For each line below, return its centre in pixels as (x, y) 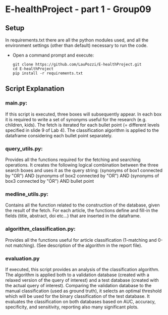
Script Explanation (35, 89)
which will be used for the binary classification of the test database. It (77, 296)
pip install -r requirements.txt (48, 73)
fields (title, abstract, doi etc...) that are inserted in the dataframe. (73, 216)
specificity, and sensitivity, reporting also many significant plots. (72, 307)
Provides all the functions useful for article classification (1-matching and (81, 240)
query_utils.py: (24, 148)
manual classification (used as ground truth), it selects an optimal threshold (83, 291)
